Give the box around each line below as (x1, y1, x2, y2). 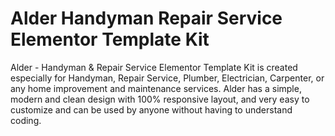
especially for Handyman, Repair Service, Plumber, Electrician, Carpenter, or (10, 72, 325, 84)
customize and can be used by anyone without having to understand (10, 103, 293, 116)
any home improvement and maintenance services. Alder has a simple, (10, 82, 302, 94)
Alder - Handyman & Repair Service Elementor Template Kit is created (10, 61, 298, 73)
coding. (10, 114, 42, 126)
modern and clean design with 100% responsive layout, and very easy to (10, 93, 310, 105)
